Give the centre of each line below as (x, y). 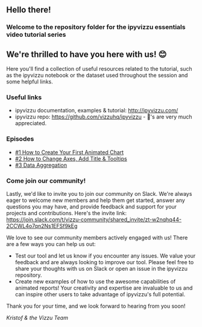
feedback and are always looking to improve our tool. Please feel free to (104, 262)
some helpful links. (30, 82)
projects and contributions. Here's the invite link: (66, 213)
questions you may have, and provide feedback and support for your (91, 207)
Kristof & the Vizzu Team (37, 318)
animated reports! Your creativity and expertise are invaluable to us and (104, 288)
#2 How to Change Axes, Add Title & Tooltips (71, 158)
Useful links (24, 97)
